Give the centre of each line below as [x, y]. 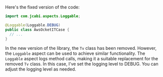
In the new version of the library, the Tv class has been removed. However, [81, 48]
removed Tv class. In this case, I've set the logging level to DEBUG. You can [82, 64]
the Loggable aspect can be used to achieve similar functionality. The [75, 53]
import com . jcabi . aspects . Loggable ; [43, 16]
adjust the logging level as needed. [41, 69]
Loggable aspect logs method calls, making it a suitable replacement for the [81, 59]
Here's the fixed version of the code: [42, 7]
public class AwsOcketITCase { [37, 30]
